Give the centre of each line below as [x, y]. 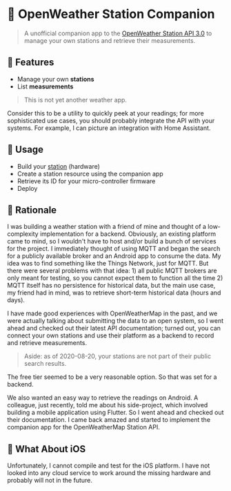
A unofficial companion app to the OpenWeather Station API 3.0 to [118, 33]
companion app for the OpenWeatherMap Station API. [83, 427]
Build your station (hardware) [58, 166]
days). [16, 300]
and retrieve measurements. [47, 343]
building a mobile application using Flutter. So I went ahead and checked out [115, 413]
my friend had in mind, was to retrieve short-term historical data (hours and [114, 293]
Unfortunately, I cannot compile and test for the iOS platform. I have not [109, 465]
